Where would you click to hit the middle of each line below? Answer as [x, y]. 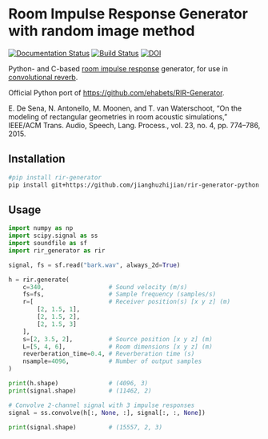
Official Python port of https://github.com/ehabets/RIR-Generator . [116, 92]
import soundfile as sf [48, 244]
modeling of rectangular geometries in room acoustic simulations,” [118, 116]
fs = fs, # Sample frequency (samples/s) [120, 294]
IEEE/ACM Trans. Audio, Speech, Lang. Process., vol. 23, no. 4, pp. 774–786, [134, 125]
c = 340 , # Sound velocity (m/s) [105, 287]
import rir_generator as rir [57, 250]
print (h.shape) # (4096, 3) [78, 384]
